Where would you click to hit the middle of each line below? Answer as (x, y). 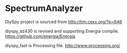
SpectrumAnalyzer (44, 8)
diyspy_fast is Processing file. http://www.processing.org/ (63, 45)
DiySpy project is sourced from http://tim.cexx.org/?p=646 (63, 22)
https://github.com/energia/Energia (40, 36)
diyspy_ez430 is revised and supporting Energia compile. (62, 31)
